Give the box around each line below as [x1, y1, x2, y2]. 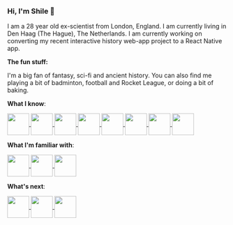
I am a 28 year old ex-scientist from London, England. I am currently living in [7, 22, 227, 31]
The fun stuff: [7, 58, 48, 66]
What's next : [7, 183, 45, 191]
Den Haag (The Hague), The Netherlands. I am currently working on [7, 29, 202, 38]
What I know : [7, 100, 47, 108]
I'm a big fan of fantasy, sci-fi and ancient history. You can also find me [7, 71, 212, 79]
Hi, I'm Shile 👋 [7, 6, 55, 16]
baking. [7, 86, 29, 95]
